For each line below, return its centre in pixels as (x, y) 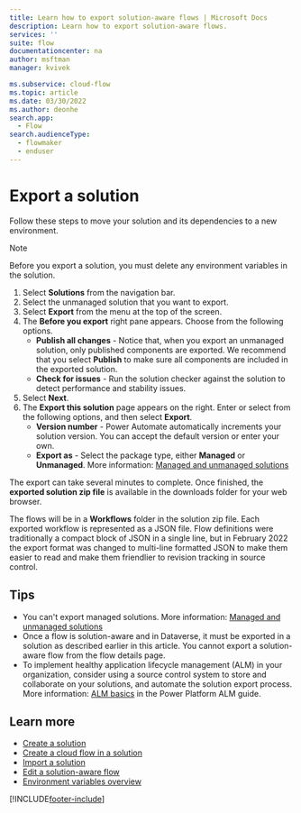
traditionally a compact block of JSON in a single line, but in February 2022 (149, 538)
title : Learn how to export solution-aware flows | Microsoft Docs (139, 18)
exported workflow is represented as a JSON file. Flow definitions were (141, 528)
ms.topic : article (44, 92)
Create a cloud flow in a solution (82, 753)
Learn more (42, 722)
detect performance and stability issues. (111, 388)
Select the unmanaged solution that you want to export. (125, 302)
